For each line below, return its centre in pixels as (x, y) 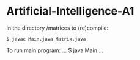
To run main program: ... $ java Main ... (55, 50)
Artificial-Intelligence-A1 (70, 11)
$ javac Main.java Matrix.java (46, 39)
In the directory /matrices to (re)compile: (57, 28)
